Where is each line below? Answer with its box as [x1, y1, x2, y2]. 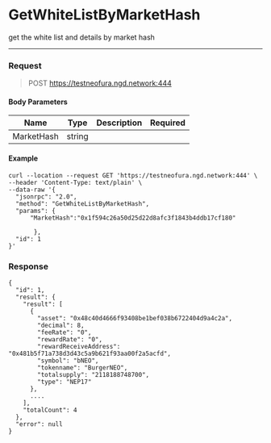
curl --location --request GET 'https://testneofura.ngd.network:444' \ [8, 171, 258, 179]
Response [8, 261, 48, 272]
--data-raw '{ [8, 186, 56, 194]
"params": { [15, 207, 56, 215]
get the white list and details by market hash [8, 32, 156, 42]
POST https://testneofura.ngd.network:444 [27, 78, 172, 88]
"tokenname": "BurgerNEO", [37, 363, 128, 372]
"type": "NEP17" [37, 378, 92, 386]
